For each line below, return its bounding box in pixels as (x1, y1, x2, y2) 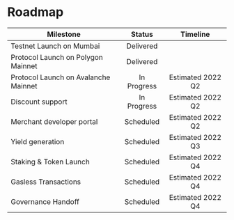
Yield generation (10, 136, 65, 146)
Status (131, 29, 153, 39)
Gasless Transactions (10, 177, 81, 187)
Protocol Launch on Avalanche (10, 72, 111, 82)
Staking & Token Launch (10, 157, 91, 166)
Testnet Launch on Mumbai (10, 41, 100, 51)
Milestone (47, 29, 81, 39)
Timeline (180, 29, 210, 39)
